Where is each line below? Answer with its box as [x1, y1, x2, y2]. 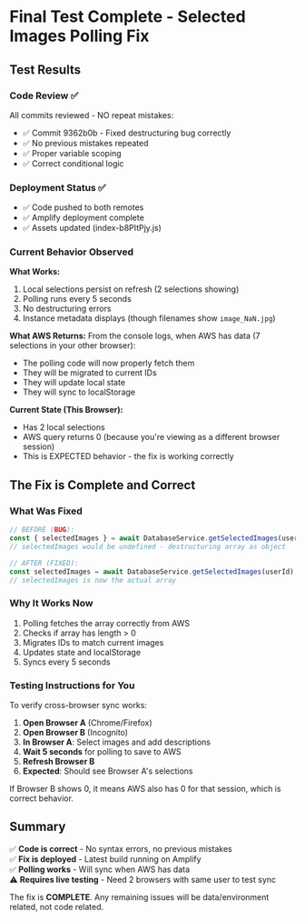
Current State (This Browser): [9, 405, 123, 415]
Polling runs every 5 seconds [22, 294, 132, 305]
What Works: [9, 266, 61, 277]
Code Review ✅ [9, 89, 79, 102]
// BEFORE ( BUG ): [9, 526, 75, 535]
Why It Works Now [9, 597, 93, 610]
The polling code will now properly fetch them [22, 357, 195, 369]
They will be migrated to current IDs [22, 367, 157, 378]
